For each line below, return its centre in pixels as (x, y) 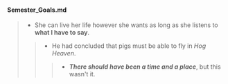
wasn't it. (82, 74)
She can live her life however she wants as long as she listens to (126, 25)
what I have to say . (62, 33)
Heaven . (64, 53)
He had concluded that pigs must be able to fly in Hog (129, 46)
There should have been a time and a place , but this (145, 67)
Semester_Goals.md (37, 10)
